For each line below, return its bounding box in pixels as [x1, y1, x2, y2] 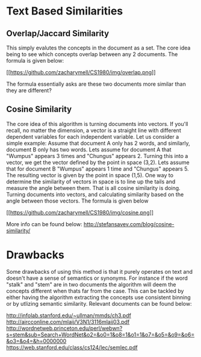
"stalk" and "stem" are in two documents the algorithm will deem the [6, 280, 176, 288]
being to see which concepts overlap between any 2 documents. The [6, 51, 178, 58]
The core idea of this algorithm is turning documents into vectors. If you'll [6, 120, 188, 127]
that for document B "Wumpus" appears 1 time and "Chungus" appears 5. [6, 165, 190, 172]
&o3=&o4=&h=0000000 [6, 337, 67, 344]
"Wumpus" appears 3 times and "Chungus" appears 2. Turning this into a [6, 152, 188, 159]
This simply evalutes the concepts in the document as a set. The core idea [6, 44, 191, 51]
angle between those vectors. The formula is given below [6, 197, 149, 204]
